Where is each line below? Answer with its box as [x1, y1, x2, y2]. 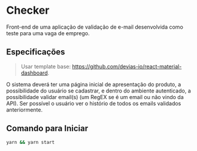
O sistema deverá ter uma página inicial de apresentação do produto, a [6, 81, 181, 88]
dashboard [20, 69, 48, 76]
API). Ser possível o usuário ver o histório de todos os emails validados [6, 100, 181, 107]
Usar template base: [20, 63, 71, 70]
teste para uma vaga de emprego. [6, 29, 90, 36]
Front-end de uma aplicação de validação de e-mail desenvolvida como [6, 23, 184, 30]
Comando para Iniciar [6, 124, 89, 134]
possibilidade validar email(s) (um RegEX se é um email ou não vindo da [6, 93, 184, 100]
